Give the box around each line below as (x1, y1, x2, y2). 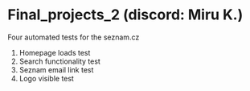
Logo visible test (18, 73, 74, 83)
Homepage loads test (18, 48, 91, 57)
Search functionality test (18, 56, 101, 66)
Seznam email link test (18, 64, 94, 74)
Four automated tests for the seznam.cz (7, 32, 140, 42)
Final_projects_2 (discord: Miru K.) (7, 6, 244, 24)
